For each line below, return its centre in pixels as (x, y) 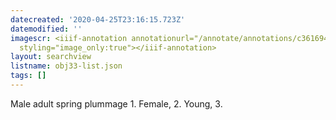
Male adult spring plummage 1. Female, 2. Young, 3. (116, 103)
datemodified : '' (46, 29)
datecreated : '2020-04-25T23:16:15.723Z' (98, 19)
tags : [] (28, 76)
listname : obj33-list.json (66, 66)
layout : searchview (51, 57)
